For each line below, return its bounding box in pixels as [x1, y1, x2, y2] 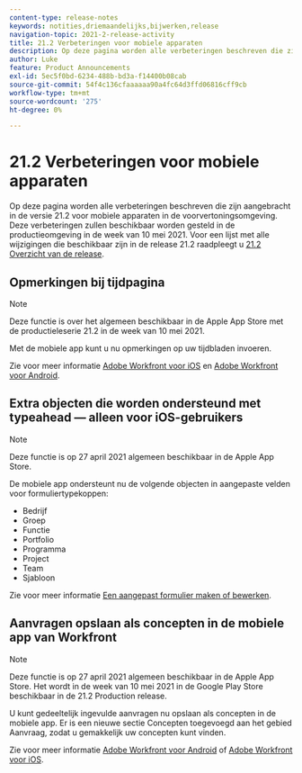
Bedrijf [22, 505, 48, 516]
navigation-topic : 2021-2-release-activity [9, 30, 175, 39]
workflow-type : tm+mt [9, 88, 91, 97]
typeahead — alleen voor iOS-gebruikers [9, 410, 244, 426]
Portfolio [22, 534, 55, 544]
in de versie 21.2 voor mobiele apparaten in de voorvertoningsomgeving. [9, 211, 279, 221]
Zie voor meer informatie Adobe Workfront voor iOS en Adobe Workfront [9, 361, 279, 371]
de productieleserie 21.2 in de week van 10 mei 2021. [9, 326, 205, 336]
